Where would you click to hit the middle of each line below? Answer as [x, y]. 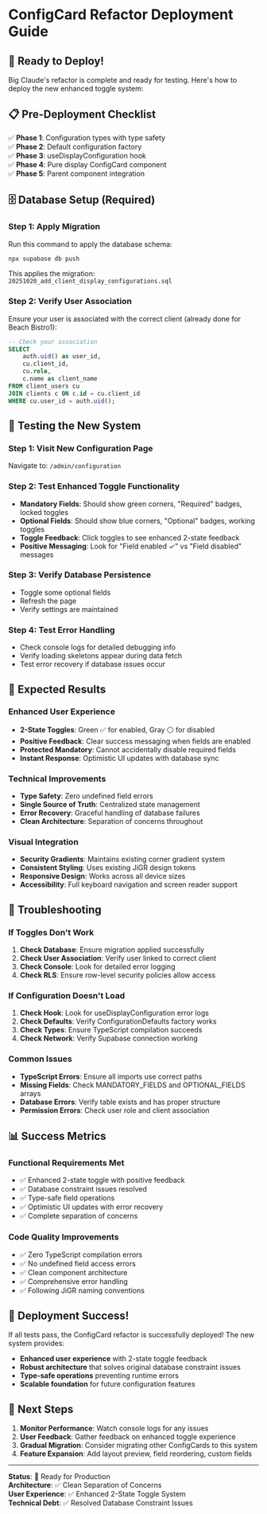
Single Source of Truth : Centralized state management [110, 805]
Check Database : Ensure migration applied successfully [112, 950]
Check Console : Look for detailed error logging [97, 967]
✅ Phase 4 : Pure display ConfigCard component [87, 164]
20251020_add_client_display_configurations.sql [90, 281]
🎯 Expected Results [57, 689]
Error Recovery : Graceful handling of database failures [110, 813]
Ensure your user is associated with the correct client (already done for [124, 318]
